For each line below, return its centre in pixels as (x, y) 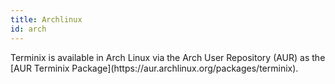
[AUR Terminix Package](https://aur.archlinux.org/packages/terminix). (154, 68)
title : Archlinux (46, 19)
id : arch (28, 29)
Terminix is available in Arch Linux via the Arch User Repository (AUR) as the (168, 57)
